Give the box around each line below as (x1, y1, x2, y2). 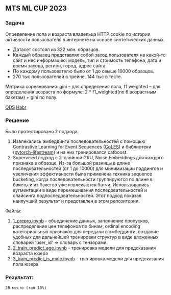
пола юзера (12, 261, 39, 267)
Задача (5, 19, 25, 27)
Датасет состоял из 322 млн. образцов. (12, 46, 100, 53)
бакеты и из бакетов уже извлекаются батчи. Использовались (12, 181, 150, 188)
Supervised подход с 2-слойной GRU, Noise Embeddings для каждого (12, 154, 164, 160)
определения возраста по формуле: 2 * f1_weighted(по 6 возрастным (5, 89, 157, 95)
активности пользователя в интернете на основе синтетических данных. (5, 36, 165, 42)
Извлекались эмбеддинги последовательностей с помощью (12, 138, 145, 144)
